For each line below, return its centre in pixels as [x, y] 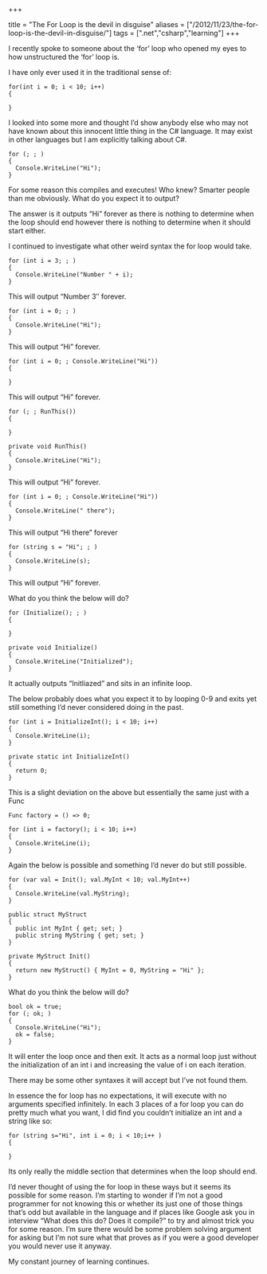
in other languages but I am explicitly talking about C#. [98, 139]
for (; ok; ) [30, 1013]
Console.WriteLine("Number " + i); [75, 275]
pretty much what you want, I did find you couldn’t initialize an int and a [125, 1113]
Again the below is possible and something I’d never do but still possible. [128, 865]
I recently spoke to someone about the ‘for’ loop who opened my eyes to [128, 48]
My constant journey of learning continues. [79, 1261]
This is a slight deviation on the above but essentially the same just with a [129, 792]
